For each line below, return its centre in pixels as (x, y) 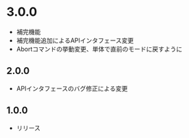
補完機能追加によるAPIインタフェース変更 (75, 40)
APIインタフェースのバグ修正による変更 (72, 88)
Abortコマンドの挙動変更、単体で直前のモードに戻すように (99, 49)
